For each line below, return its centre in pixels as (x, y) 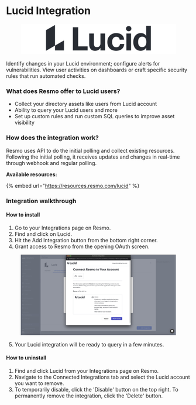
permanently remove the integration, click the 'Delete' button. (89, 396)
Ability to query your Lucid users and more (66, 110)
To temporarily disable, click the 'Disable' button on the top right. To (96, 389)
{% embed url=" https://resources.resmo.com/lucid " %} (73, 186)
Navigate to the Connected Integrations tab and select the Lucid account (102, 377)
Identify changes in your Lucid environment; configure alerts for (83, 64)
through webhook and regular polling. (51, 163)
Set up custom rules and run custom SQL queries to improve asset (94, 116)
